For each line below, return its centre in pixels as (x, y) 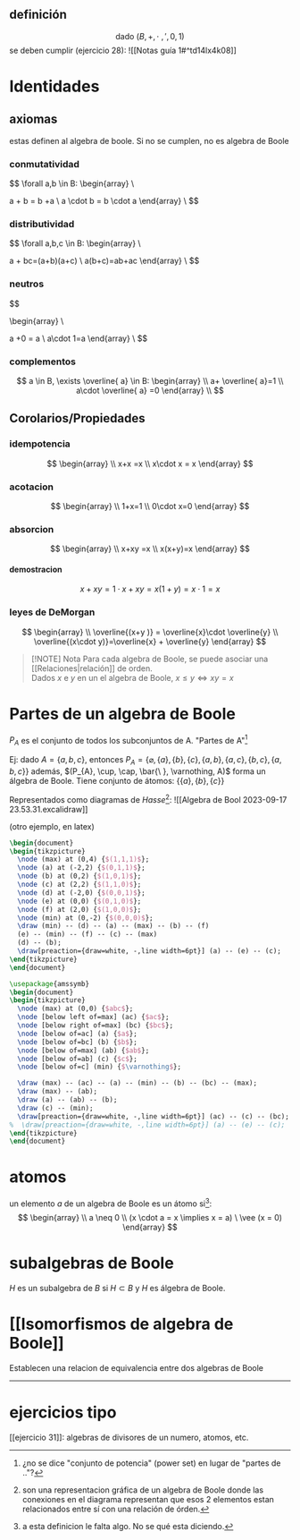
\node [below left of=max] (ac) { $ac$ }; (93, 1017)
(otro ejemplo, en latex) (52, 826)
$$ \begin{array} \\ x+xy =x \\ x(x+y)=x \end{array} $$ (150, 549)
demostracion (36, 569)
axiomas (33, 119)
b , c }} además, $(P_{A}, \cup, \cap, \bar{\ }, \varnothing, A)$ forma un (137, 771)
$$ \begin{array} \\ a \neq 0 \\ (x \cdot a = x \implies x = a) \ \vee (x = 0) (150, 1217)
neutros (27, 284)
